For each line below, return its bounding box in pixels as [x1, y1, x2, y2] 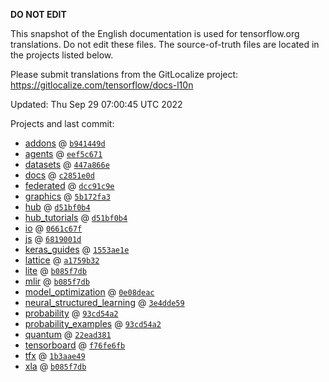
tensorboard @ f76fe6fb [24, 339, 126, 351]
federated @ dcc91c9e [24, 180, 115, 191]
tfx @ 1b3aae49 [24, 350, 86, 361]
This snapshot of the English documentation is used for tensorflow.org [10, 28, 300, 39]
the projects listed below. [10, 49, 114, 61]
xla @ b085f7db [24, 360, 87, 372]
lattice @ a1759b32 [24, 254, 100, 266]
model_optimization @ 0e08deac [24, 286, 155, 298]
